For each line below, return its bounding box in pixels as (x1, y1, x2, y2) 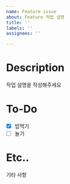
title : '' (6, 19, 31, 25)
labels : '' (6, 25, 33, 31)
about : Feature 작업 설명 (6, 14, 65, 20)
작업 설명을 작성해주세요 (6, 81, 62, 88)
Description (6, 61, 65, 74)
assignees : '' (6, 31, 41, 37)
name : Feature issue (6, 8, 57, 15)
